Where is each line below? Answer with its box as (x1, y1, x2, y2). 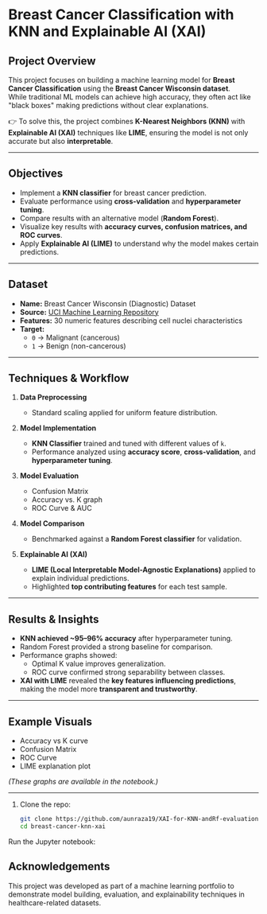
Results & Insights (8, 613, 99, 626)
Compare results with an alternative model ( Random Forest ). (19, 213, 219, 223)
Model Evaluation (19, 471, 79, 480)
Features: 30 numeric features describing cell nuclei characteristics (19, 316, 243, 325)
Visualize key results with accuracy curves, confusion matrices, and (19, 221, 248, 231)
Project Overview (8, 54, 96, 68)
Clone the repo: (19, 799, 72, 809)
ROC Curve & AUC (31, 504, 93, 513)
